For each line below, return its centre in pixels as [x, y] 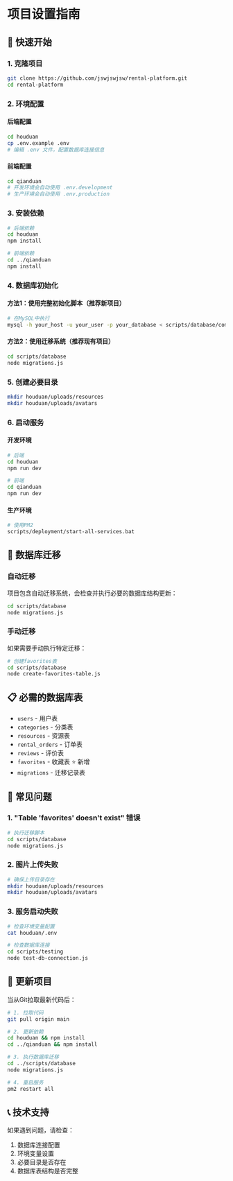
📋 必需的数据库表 [45, 697]
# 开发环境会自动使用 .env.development [60, 188]
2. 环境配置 [26, 103]
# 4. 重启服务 [25, 1083]
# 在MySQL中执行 [28, 318]
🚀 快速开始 [29, 42]
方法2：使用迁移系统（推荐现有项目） [61, 341]
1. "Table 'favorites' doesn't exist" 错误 [74, 818]
